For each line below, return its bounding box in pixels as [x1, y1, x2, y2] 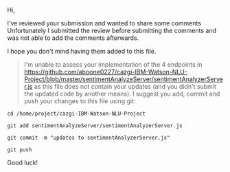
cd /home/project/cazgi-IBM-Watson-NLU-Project [7, 110, 146, 117]
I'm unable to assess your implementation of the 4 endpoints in [23, 61, 203, 68]
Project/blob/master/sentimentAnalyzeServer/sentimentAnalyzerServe [23, 75, 223, 83]
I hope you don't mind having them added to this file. [7, 47, 157, 55]
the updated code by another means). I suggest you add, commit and [23, 89, 220, 98]
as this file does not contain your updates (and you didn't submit [34, 83, 216, 90]
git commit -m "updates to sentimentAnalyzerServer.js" [7, 134, 170, 141]
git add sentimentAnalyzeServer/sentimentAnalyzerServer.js [7, 122, 183, 129]
